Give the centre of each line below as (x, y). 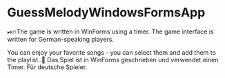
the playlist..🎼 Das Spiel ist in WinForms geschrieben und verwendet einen (113, 60)
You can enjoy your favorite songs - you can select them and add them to (111, 52)
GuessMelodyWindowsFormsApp (106, 13)
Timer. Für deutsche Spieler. (47, 67)
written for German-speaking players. (61, 39)
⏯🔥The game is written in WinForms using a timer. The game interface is (110, 31)
